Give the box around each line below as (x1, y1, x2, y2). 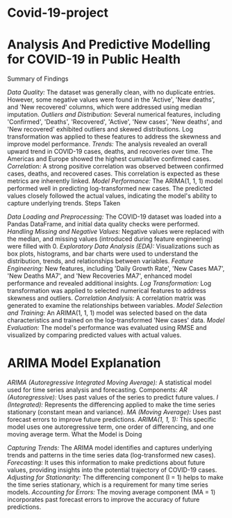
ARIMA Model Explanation (7, 355, 161, 371)
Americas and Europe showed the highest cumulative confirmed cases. (7, 155, 212, 163)
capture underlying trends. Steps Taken (7, 199, 120, 207)
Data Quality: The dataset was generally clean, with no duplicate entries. (7, 88, 215, 97)
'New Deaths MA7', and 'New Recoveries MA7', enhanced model (7, 272, 192, 280)
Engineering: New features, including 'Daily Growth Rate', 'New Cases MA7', (7, 265, 225, 273)
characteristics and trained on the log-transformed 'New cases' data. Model (7, 316, 225, 324)
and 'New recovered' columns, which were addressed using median (7, 103, 202, 111)
